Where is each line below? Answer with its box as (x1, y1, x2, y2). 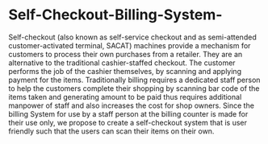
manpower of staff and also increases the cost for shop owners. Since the (8, 101, 254, 110)
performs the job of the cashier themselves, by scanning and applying (8, 66, 242, 76)
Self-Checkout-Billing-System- (8, 6, 223, 24)
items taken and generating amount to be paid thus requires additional (8, 92, 242, 101)
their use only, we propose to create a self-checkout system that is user (8, 117, 248, 127)
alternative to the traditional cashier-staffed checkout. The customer (8, 58, 236, 68)
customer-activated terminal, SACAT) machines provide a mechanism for (8, 40, 251, 50)
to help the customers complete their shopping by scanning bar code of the (8, 83, 260, 93)
